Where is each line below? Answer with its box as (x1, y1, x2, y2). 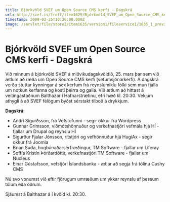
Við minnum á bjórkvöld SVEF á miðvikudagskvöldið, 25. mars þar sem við (5, 71, 159, 77)
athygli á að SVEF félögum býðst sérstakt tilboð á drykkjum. (5, 98, 129, 104)
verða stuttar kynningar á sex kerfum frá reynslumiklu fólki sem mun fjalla (5, 82, 158, 88)
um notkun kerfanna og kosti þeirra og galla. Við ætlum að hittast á (5, 87, 144, 93)
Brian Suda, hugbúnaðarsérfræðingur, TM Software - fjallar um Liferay (12, 145, 159, 151)
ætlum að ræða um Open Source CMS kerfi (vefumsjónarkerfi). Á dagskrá (5, 77, 159, 83)
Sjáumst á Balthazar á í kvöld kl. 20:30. (5, 191, 86, 197)
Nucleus (12, 155, 30, 161)
